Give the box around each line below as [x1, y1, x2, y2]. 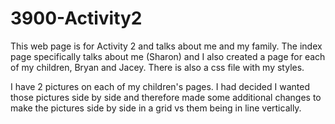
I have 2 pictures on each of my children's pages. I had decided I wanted [10, 80, 310, 92]
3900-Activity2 [10, 7, 143, 30]
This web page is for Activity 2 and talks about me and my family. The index [10, 40, 323, 52]
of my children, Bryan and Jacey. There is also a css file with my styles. [10, 61, 305, 73]
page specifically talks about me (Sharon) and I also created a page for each [10, 50, 326, 62]
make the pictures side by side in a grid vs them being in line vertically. [10, 102, 302, 114]
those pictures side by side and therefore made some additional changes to [10, 91, 322, 103]
